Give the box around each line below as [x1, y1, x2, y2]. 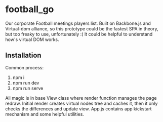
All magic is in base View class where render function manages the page [5, 95, 157, 101]
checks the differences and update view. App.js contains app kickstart [5, 105, 152, 112]
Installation [5, 51, 42, 60]
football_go [5, 4, 54, 15]
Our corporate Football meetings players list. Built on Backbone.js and [5, 20, 151, 26]
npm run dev [12, 79, 39, 86]
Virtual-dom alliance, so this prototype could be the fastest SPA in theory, [5, 25, 158, 31]
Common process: [5, 64, 44, 70]
